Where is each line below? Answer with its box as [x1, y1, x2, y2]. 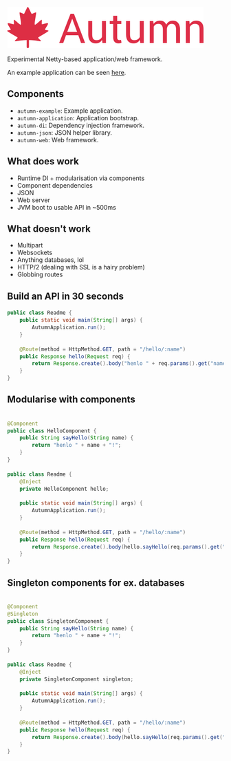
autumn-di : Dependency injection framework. [16, 121, 145, 129]
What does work [7, 155, 79, 168]
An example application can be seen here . [7, 69, 126, 76]
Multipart [16, 241, 43, 250]
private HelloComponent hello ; [19, 485, 109, 492]
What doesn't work [7, 223, 91, 235]
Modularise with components [7, 394, 136, 406]
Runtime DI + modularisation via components [16, 174, 145, 182]
